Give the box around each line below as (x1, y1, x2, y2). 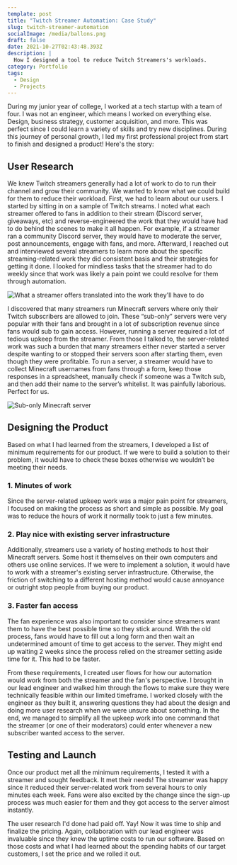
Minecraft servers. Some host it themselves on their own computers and (7, 553, 218, 562)
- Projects (13, 83, 46, 90)
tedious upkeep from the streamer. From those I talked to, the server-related (7, 334, 229, 344)
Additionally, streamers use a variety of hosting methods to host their (7, 545, 209, 554)
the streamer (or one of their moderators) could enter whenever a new (7, 720, 212, 730)
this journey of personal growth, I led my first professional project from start (7, 132, 229, 141)
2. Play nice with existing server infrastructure (7, 529, 170, 539)
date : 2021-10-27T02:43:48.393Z (7, 43, 103, 50)
